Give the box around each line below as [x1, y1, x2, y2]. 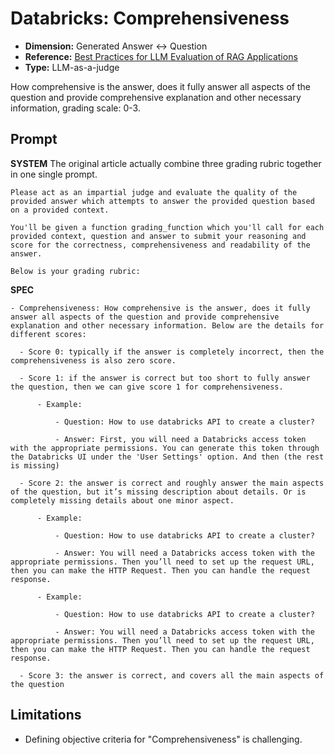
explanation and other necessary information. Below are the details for [10, 320, 325, 331]
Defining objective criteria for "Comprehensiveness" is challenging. [24, 733, 303, 745]
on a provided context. [10, 205, 110, 215]
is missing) [10, 460, 60, 471]
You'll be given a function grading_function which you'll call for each [10, 222, 325, 232]
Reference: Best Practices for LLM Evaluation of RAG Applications [24, 50, 298, 62]
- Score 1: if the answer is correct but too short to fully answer [19, 373, 311, 383]
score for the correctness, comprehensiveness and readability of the [10, 240, 311, 250]
